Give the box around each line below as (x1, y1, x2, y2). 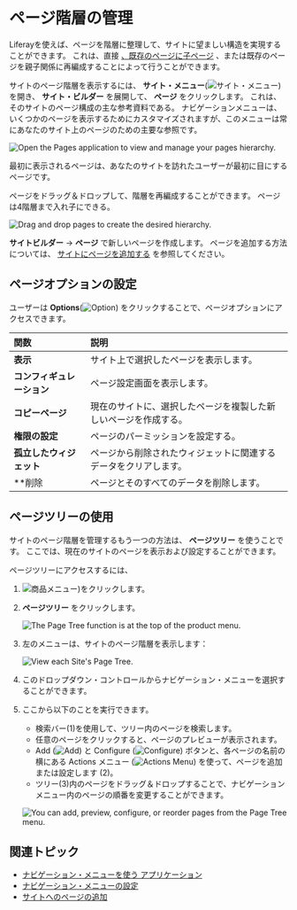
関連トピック (9, 844, 80, 859)
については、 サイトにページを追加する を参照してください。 (9, 248, 230, 259)
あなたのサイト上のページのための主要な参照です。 (16, 124, 202, 135)
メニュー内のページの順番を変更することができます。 (34, 789, 228, 800)
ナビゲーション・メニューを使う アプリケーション (21, 869, 203, 880)
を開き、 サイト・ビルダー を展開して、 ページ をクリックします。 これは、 (9, 90, 281, 102)
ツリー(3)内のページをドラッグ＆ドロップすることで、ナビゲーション (34, 778, 286, 789)
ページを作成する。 (107, 413, 188, 425)
